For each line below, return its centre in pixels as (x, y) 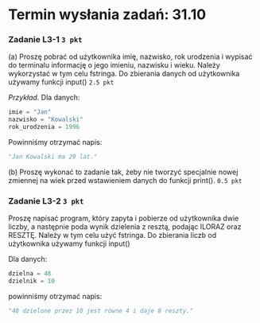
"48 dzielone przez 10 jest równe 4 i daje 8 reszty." (101, 311)
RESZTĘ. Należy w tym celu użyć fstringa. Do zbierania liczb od (113, 235)
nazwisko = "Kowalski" (46, 120)
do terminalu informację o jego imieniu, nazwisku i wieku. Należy (114, 65)
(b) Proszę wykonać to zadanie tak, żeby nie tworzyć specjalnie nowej (123, 172)
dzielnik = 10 (32, 281)
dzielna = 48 (30, 274)
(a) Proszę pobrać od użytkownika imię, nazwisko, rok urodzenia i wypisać (130, 56)
